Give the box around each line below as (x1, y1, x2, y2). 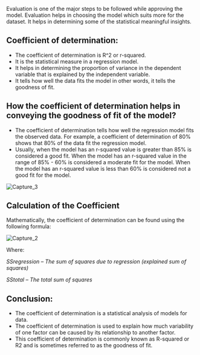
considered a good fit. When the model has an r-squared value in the (15, 152, 187, 159)
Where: (6, 246, 25, 254)
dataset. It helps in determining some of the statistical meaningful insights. (6, 18, 192, 25)
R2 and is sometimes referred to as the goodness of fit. (15, 342, 153, 349)
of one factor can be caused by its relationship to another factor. (15, 329, 176, 336)
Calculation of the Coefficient (6, 200, 120, 211)
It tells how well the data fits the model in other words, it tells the (15, 77, 176, 84)
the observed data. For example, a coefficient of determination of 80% (15, 133, 192, 140)
